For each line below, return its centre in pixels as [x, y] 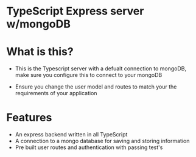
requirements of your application [56, 93]
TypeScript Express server [75, 11]
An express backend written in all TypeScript [71, 135]
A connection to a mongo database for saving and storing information [102, 141]
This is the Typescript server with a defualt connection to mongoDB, [101, 68]
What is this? [40, 52]
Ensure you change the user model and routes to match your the [96, 87]
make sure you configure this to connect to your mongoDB [89, 75]
